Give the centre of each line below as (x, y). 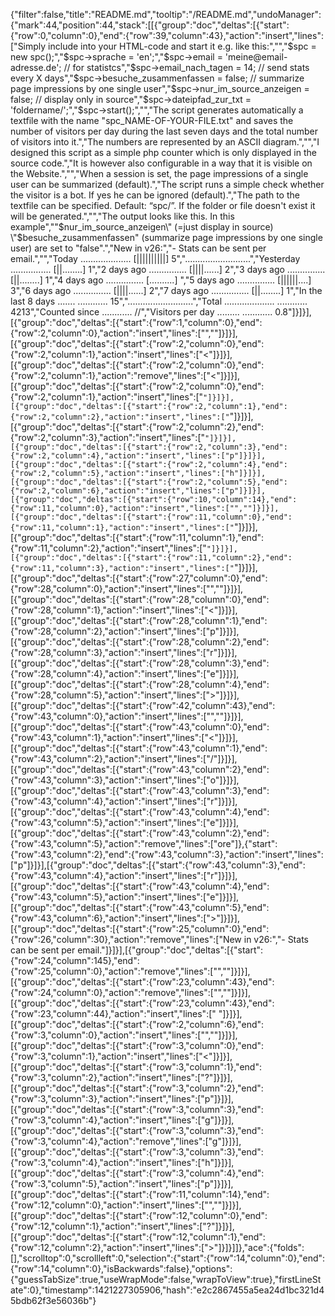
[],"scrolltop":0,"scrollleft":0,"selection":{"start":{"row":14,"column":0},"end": (168, 1258)
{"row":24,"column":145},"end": (75, 960)
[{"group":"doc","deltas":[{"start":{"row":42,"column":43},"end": (143, 705)
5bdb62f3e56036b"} (53, 1300)
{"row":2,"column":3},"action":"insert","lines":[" (108, 437)
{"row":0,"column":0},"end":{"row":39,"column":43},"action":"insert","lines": (167, 35)
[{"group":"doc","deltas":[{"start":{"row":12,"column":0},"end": (139, 1215)
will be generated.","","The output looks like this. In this (122, 216)
